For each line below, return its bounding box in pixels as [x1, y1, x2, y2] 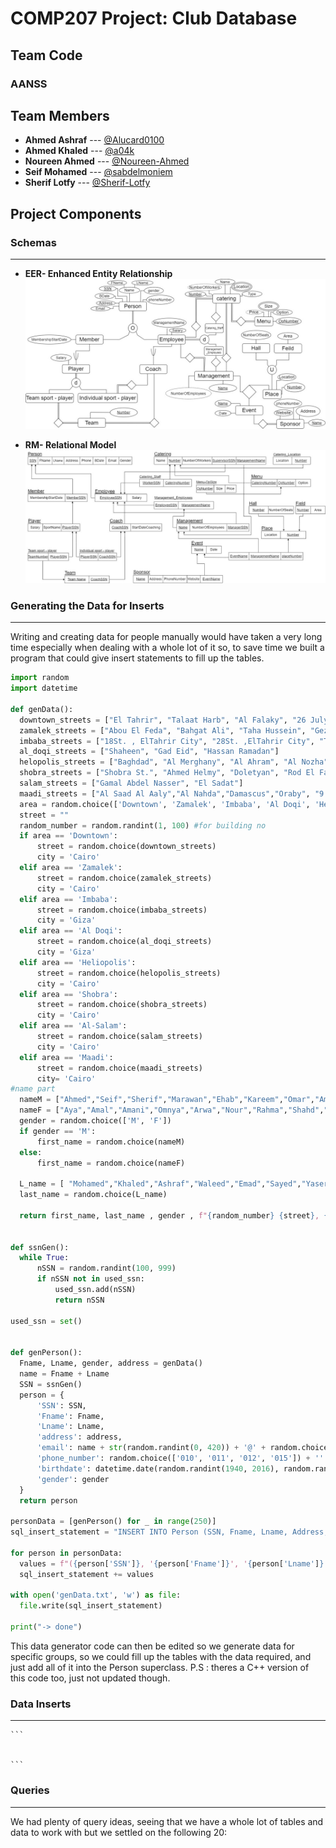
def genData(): [10, 704, 74, 714]
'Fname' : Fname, [36, 1411, 105, 1421]
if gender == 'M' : [19, 1126, 97, 1136]
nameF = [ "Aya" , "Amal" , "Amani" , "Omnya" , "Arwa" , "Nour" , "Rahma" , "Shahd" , [19, 1105, 325, 1116]
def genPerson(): [10, 1348, 83, 1358]
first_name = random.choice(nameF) [36, 1158, 186, 1168]
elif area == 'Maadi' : [19, 1052, 114, 1062]
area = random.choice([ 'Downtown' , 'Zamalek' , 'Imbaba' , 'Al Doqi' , [19, 799, 311, 809]
